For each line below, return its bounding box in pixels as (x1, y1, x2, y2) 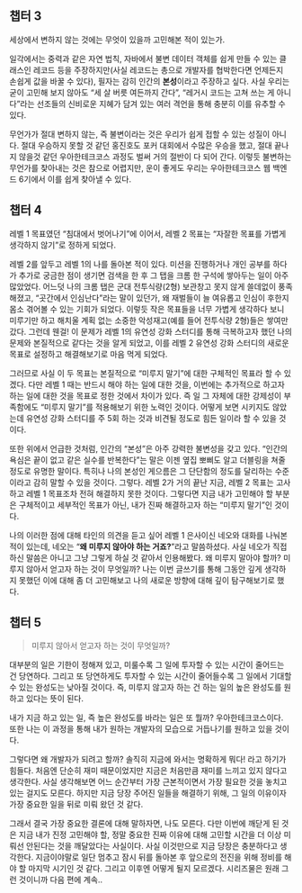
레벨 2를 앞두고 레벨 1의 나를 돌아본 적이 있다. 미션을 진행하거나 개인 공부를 (9, 258, 271, 269)
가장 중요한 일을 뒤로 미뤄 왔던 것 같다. (9, 799, 144, 810)
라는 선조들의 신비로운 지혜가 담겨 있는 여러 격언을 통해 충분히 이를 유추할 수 (20, 98, 286, 109)
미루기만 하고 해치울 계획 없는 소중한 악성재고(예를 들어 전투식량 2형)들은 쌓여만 (9, 314, 289, 326)
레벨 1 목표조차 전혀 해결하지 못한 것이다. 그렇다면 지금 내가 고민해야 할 (25, 488, 274, 499)
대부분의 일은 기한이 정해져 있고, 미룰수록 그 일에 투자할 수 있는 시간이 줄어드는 (9, 660, 285, 671)
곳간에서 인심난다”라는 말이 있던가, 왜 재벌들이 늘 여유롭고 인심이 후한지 (39, 292, 289, 303)
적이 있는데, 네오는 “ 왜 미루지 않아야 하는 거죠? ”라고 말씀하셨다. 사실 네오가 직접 (9, 541, 288, 552)
